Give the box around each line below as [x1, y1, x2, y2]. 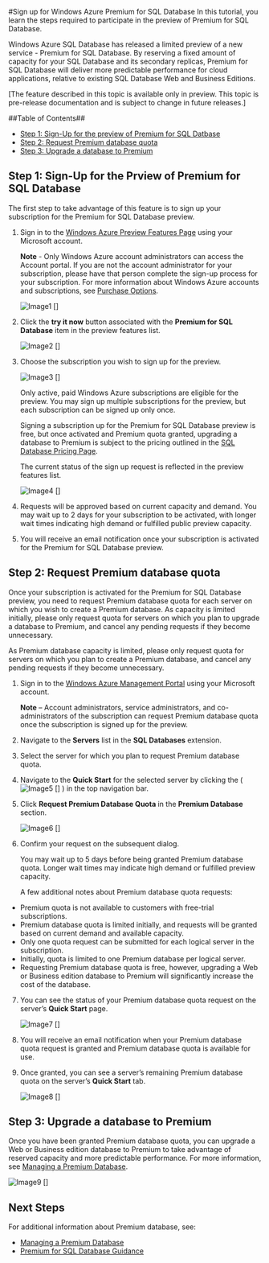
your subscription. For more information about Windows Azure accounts [19, 277, 259, 286]
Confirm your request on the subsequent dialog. [19, 838, 179, 848]
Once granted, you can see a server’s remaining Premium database [19, 1068, 243, 1077]
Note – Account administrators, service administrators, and [19, 702, 216, 712]
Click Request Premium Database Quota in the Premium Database [19, 799, 243, 808]
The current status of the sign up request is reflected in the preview [19, 462, 244, 471]
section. [19, 808, 47, 817]
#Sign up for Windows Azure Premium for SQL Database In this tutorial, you [8, 7, 259, 16]
